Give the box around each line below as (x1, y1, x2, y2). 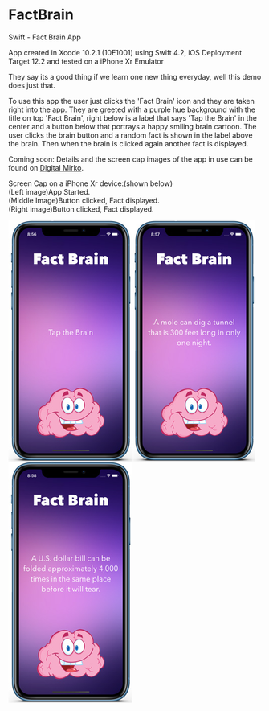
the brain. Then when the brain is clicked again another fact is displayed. (8, 138, 249, 148)
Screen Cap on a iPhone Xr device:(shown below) (8, 179, 173, 188)
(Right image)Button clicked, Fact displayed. (8, 203, 154, 214)
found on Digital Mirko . (8, 162, 84, 172)
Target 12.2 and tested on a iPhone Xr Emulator (8, 56, 165, 66)
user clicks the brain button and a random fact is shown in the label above (8, 130, 253, 140)
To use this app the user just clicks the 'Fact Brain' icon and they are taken (8, 96, 255, 105)
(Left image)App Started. (8, 187, 91, 196)
